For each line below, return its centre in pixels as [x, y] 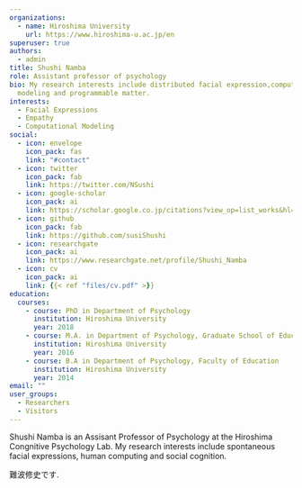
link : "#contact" [58, 160]
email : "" [28, 386]
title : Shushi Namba [48, 68]
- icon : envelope [50, 143]
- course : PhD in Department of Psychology [108, 311]
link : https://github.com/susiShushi [96, 235]
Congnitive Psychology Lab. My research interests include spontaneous [142, 446]
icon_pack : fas [54, 151]
